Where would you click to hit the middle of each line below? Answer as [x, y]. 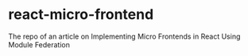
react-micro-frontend [81, 15]
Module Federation [39, 44]
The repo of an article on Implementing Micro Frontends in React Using [124, 36]
